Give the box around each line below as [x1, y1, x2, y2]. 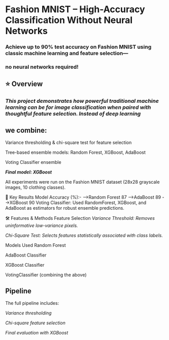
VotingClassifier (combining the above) [5, 272, 87, 278]
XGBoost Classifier [5, 262, 45, 268]
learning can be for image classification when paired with [5, 104, 151, 111]
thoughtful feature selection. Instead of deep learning [5, 110, 141, 118]
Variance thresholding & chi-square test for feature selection [5, 139, 132, 146]
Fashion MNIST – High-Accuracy [5, 4, 146, 15]
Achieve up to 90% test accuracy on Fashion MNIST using [5, 43, 152, 50]
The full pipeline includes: [5, 300, 59, 306]
